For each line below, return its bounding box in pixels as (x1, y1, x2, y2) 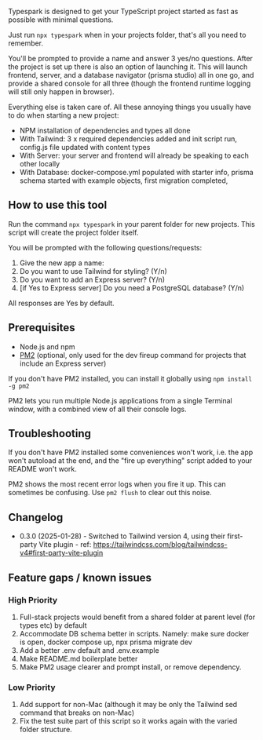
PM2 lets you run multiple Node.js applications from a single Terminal (8, 396, 233, 405)
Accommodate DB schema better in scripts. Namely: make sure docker (19, 629, 250, 638)
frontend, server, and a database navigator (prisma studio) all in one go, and (8, 71, 254, 79)
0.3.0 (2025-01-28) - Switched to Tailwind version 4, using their (19, 531, 226, 541)
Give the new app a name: (19, 258, 104, 268)
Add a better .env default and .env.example (19, 645, 159, 654)
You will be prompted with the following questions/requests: (8, 242, 203, 252)
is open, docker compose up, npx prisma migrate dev (19, 637, 192, 647)
